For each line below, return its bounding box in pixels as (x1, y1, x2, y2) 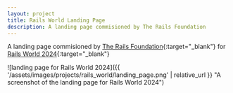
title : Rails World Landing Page (7, 17, 106, 24)
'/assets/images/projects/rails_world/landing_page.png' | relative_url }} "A (7, 71, 222, 79)
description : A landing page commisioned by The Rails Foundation (7, 23, 206, 30)
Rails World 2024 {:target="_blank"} (7, 50, 111, 58)
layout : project (7, 10, 55, 17)
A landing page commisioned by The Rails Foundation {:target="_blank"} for (7, 43, 226, 51)
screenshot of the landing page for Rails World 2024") (7, 78, 165, 87)
